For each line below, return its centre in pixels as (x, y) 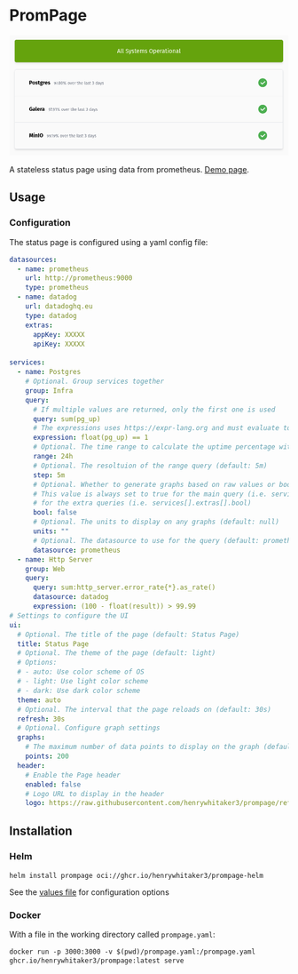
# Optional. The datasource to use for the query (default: (146, 540)
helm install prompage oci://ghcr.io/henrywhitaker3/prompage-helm (137, 875)
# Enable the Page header (73, 775)
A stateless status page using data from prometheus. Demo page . (129, 169)
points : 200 (47, 756)
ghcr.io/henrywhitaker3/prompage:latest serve (97, 961)
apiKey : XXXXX (59, 344)
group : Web (45, 569)
